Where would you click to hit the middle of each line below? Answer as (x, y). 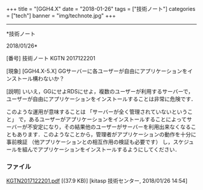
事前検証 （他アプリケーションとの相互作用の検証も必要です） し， (90, 142)
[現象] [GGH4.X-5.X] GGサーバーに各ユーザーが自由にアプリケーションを (97, 71)
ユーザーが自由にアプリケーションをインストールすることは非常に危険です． (101, 99)
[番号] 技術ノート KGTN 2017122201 (51, 58)
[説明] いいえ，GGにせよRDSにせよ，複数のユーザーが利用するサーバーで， (100, 91)
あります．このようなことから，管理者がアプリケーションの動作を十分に (106, 134)
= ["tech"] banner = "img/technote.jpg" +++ (61, 16)
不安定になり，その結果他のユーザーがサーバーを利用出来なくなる (109, 127)
